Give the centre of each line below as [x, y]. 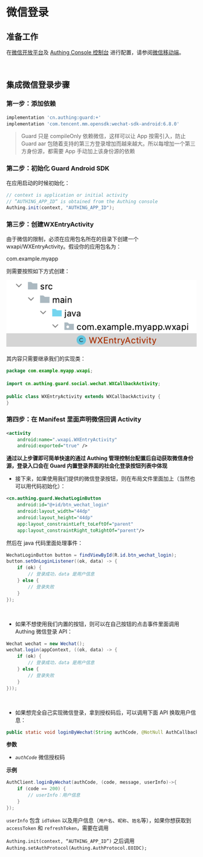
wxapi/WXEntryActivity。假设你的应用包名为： [64, 247]
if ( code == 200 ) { [42, 789]
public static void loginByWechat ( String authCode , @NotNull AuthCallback [102, 732]
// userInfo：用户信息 [54, 795]
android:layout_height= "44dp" [55, 518]
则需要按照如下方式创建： [38, 271]
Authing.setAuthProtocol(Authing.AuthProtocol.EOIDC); [77, 848]
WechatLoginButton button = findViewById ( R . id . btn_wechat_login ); [92, 555]
